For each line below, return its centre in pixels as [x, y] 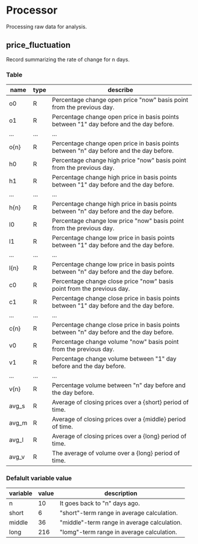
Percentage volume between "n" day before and [119, 385]
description [121, 493]
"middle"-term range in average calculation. [121, 523]
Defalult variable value [39, 478]
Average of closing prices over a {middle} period [119, 420]
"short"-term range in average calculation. [119, 513]
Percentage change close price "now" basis [113, 281]
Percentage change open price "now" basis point [120, 100]
